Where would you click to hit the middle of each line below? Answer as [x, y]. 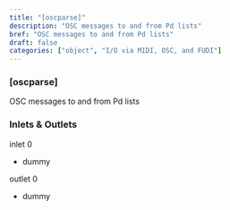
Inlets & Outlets [43, 124]
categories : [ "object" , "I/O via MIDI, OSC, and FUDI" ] [115, 51]
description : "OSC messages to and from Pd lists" [106, 26]
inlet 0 [21, 144]
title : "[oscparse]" [48, 17]
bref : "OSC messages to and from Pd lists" [92, 34]
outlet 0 [24, 179]
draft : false [34, 42]
